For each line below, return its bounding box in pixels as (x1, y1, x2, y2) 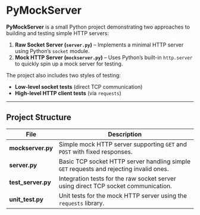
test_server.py (9, 178, 52, 186)
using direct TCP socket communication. (58, 182, 173, 190)
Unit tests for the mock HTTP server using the (58, 191, 187, 200)
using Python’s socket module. (14, 47, 90, 54)
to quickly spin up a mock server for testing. (14, 60, 123, 67)
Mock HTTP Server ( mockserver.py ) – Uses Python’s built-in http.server (14, 54, 193, 61)
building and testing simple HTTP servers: (6, 29, 109, 36)
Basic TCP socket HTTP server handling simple (58, 157, 190, 166)
